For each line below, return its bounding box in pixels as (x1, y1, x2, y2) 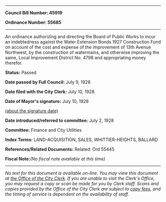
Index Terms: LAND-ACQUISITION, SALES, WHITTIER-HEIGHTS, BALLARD (5, 137, 158, 143)
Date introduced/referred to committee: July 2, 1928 (5, 117, 114, 123)
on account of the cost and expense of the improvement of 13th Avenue (5, 44, 151, 50)
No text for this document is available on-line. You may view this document (5, 170, 158, 176)
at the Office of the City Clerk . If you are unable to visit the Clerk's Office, (5, 175, 155, 181)
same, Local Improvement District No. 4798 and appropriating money (5, 55, 146, 60)
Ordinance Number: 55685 (5, 19, 62, 25)
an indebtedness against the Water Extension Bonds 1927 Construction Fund (5, 39, 161, 45)
